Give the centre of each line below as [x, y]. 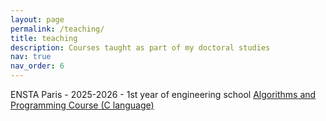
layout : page [37, 19]
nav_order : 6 [37, 66]
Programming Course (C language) [82, 105]
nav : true [31, 57]
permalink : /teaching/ [57, 29]
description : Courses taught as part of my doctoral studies [140, 47]
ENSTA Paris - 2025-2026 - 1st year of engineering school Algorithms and [163, 94]
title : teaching [44, 38]
